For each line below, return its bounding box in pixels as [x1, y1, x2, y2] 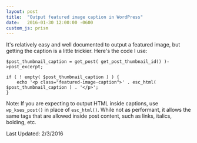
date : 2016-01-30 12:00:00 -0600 [6, 19, 94, 25]
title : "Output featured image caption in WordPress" [6, 14, 143, 20]
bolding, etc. [6, 119, 36, 126]
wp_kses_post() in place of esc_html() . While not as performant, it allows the [6, 107, 191, 114]
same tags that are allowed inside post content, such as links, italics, [6, 112, 172, 119]
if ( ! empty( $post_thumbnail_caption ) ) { [6, 74, 119, 80]
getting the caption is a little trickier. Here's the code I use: [6, 48, 148, 55]
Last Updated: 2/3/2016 [6, 130, 64, 137]
